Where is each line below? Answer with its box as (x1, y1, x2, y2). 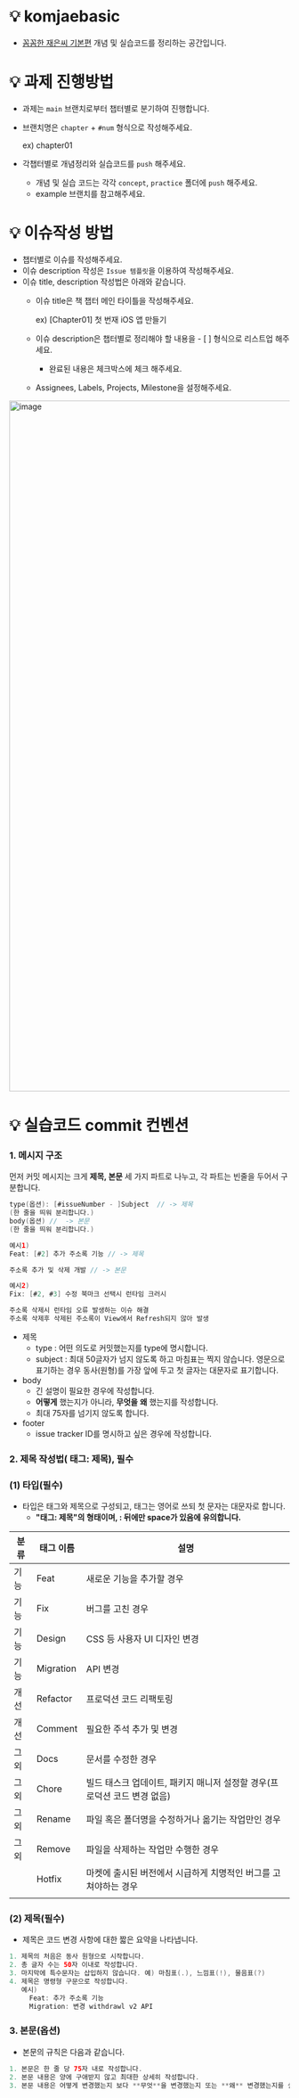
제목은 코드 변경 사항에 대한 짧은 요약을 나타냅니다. (21, 1934, 198, 1945)
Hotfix (36, 1873, 62, 1886)
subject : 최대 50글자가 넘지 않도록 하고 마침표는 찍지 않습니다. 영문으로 (35, 1353, 286, 1365)
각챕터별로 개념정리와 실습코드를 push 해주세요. (21, 158, 186, 168)
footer (21, 1417, 45, 1428)
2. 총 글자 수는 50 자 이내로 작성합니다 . (9, 1961, 139, 1970)
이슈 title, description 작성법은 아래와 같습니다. (21, 276, 187, 287)
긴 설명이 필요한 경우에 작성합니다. (35, 1385, 155, 1396)
